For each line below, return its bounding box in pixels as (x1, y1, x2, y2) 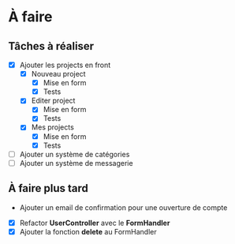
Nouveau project (31, 69, 86, 79)
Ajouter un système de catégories (19, 149, 130, 159)
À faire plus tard (8, 182, 89, 195)
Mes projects (31, 122, 75, 132)
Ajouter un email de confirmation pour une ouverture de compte (19, 202, 228, 212)
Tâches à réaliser (8, 39, 95, 53)
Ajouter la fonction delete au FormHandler (19, 227, 157, 236)
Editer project (31, 96, 76, 106)
